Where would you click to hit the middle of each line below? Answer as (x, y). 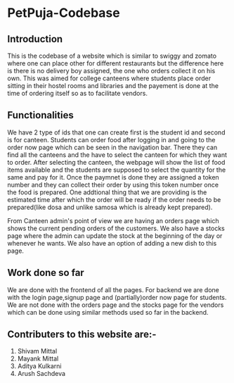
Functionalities (40, 115)
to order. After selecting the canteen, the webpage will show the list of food (116, 162)
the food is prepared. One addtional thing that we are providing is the (107, 192)
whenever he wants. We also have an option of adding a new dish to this (112, 243)
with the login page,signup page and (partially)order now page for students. (117, 297)
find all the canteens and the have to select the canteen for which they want (117, 155)
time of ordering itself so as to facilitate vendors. (77, 93)
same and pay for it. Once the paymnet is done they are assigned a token (113, 177)
